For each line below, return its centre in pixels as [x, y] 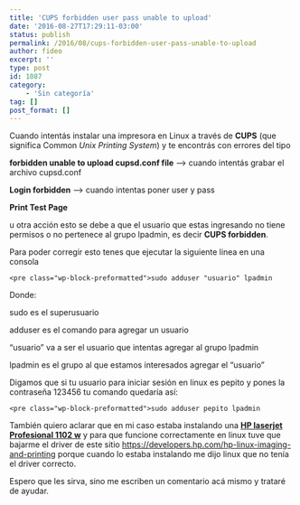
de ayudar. [29, 491]
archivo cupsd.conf [46, 173]
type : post [30, 69]
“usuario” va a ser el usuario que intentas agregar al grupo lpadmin [134, 348]
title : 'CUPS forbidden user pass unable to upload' [111, 18]
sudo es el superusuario [54, 313]
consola [24, 262]
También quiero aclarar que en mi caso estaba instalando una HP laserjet [146, 426]
